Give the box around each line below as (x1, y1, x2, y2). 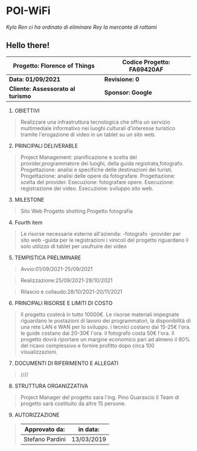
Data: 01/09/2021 (9, 75, 60, 83)
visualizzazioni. (20, 348, 57, 355)
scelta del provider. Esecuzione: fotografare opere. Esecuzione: (20, 178, 174, 185)
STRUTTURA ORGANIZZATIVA (14, 382, 89, 389)
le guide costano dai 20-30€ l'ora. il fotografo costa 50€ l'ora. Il (20, 330, 175, 337)
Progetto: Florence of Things (12, 62, 95, 70)
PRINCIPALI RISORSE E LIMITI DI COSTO (14, 299, 113, 306)
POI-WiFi (6, 4, 51, 18)
